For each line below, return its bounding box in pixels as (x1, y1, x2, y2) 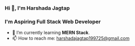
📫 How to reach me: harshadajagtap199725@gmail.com (12, 35, 130, 41)
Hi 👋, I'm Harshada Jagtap (5, 5, 70, 12)
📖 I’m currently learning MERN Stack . (12, 30, 90, 36)
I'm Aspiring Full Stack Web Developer (5, 18, 101, 25)
